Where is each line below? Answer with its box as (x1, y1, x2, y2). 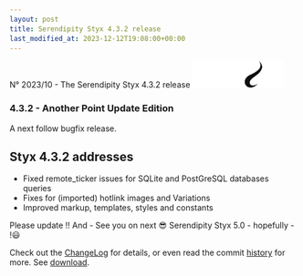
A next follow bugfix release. (9, 123, 117, 134)
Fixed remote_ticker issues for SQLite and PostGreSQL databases (22, 173, 269, 184)
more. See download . (9, 257, 89, 268)
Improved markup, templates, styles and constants (22, 202, 214, 213)
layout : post (9, 15, 59, 24)
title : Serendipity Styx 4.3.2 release (9, 24, 162, 34)
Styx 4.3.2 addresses (9, 149, 134, 165)
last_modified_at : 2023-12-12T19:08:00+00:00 (9, 34, 185, 43)
